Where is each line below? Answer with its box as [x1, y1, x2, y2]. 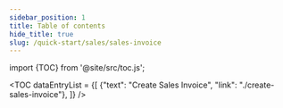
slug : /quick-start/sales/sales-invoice [9, 37, 162, 47]
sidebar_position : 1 [9, 12, 87, 22]
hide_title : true [9, 29, 74, 38]
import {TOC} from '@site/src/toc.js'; [9, 62, 146, 73]
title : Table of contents [9, 21, 105, 30]
